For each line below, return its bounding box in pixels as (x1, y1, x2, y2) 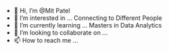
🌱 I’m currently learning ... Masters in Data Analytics (13, 21, 162, 29)
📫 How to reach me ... (13, 37, 78, 44)
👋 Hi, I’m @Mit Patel (13, 7, 71, 14)
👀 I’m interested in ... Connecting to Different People (13, 14, 163, 22)
